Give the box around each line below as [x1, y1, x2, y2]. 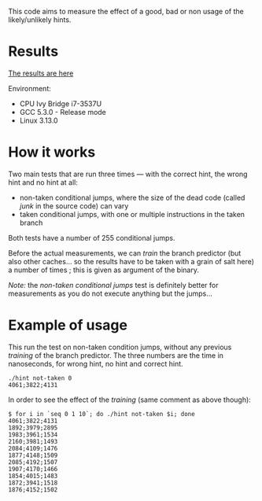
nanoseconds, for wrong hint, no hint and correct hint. [8, 359, 183, 368]
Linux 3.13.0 [19, 116, 58, 125]
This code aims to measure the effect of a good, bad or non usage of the [8, 7, 244, 16]
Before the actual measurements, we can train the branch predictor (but [8, 248, 242, 258]
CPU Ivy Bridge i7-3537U [19, 98, 102, 109]
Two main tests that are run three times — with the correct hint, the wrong [8, 169, 248, 179]
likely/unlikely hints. [8, 15, 72, 24]
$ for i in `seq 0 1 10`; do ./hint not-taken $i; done [8, 410, 195, 418]
